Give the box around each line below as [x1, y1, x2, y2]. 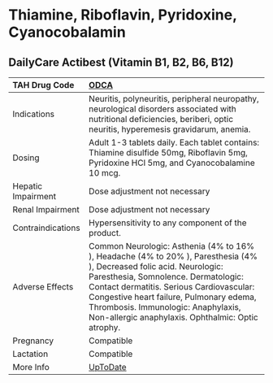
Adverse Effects [12, 281, 74, 292]
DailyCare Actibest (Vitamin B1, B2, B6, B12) [8, 55, 234, 69]
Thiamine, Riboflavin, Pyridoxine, [8, 6, 237, 24]
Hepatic [12, 181, 43, 192]
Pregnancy [12, 335, 54, 346]
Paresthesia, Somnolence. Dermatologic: [89, 271, 244, 282]
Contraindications [12, 222, 80, 233]
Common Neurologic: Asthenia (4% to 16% [89, 241, 255, 251]
